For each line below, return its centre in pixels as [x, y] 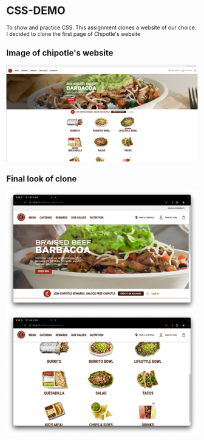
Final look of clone [42, 179]
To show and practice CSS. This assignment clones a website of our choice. [101, 27]
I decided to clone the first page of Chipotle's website [73, 33]
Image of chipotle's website [60, 53]
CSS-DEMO [36, 11]
